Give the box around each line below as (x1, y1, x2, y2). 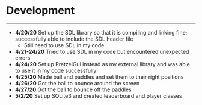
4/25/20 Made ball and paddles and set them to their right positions (14, 73, 184, 81)
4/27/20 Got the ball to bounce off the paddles (14, 86, 132, 93)
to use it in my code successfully (14, 67, 97, 74)
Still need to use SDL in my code (23, 41, 105, 48)
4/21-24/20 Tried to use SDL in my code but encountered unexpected (14, 48, 189, 55)
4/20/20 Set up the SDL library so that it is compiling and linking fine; (14, 29, 188, 36)
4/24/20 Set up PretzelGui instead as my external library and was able (14, 60, 191, 67)
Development (6, 4, 75, 17)
